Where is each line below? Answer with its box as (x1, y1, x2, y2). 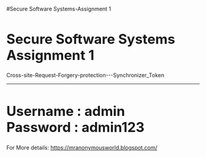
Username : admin (6, 102, 126, 120)
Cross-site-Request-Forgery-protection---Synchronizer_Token (6, 72, 164, 79)
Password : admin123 (6, 119, 145, 136)
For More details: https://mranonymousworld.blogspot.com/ (6, 144, 158, 151)
